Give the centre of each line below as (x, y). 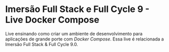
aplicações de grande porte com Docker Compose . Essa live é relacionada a (84, 39)
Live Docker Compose (52, 20)
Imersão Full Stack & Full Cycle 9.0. (42, 44)
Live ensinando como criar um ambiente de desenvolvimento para (74, 33)
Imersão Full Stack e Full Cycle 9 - (77, 9)
